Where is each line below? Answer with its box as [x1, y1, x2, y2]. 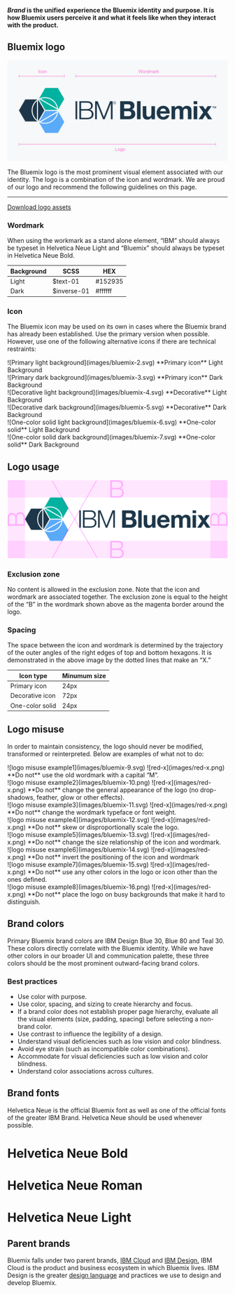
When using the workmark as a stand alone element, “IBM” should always [7, 237, 220, 245]
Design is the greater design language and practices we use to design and [7, 1271, 222, 1280]
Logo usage [7, 461, 59, 473]
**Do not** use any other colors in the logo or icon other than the [27, 867, 218, 876]
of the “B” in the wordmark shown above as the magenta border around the [7, 600, 225, 609]
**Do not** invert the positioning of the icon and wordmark [27, 852, 199, 861]
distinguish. [7, 897, 41, 906]
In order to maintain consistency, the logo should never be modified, [7, 742, 204, 751]
